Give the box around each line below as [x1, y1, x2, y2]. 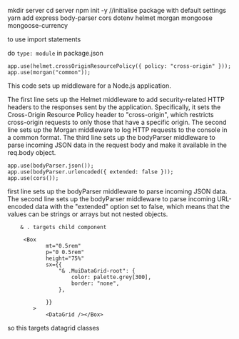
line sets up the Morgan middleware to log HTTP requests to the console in [7, 126, 228, 134]
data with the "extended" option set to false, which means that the [35, 203, 230, 211]
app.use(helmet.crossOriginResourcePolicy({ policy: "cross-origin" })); [7, 63, 232, 70]
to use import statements [7, 35, 81, 44]
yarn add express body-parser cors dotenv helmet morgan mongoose [7, 14, 213, 22]
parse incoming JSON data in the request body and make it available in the [7, 141, 227, 149]
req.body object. [7, 148, 56, 156]
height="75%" [45, 255, 84, 262]
